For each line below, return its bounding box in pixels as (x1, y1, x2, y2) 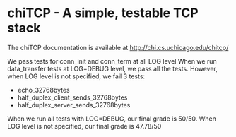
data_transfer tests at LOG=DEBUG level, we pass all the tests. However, (7, 64, 218, 73)
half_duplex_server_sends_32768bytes (17, 100, 131, 109)
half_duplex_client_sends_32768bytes (17, 93, 128, 102)
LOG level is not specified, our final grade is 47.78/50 (7, 121, 162, 130)
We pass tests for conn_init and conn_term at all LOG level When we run (7, 56, 217, 65)
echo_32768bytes (17, 85, 70, 94)
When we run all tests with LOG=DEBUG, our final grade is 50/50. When (7, 114, 217, 123)
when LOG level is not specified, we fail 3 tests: (7, 72, 146, 81)
